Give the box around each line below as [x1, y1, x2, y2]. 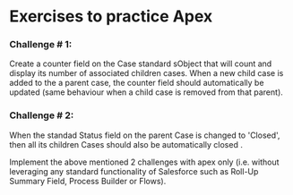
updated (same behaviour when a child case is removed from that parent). [9, 87, 284, 97]
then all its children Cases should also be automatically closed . [9, 139, 244, 149]
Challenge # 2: [9, 109, 74, 122]
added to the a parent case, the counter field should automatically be [9, 78, 264, 89]
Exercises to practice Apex [9, 6, 213, 27]
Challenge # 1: [9, 38, 73, 51]
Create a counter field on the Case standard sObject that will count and [9, 58, 272, 69]
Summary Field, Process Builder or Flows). [9, 175, 167, 186]
